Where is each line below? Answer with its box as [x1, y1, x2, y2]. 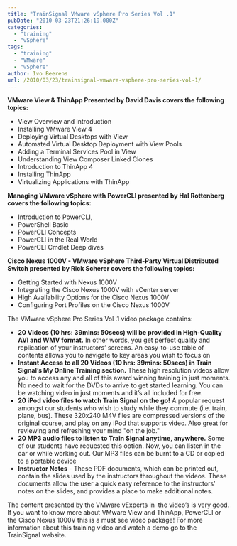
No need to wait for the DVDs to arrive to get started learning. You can [17, 381, 224, 390]
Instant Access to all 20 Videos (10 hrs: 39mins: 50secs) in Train [17, 358, 212, 367]
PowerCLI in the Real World [17, 235, 98, 244]
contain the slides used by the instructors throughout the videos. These [17, 472, 227, 481]
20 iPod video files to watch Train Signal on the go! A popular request [17, 396, 225, 405]
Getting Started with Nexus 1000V [17, 278, 117, 287]
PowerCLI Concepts [17, 228, 77, 237]
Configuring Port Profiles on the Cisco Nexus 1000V [17, 301, 170, 309]
